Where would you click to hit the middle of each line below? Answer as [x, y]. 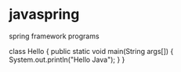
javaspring [44, 14]
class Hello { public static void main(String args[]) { [91, 51]
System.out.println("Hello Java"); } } [67, 59]
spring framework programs [54, 36]
